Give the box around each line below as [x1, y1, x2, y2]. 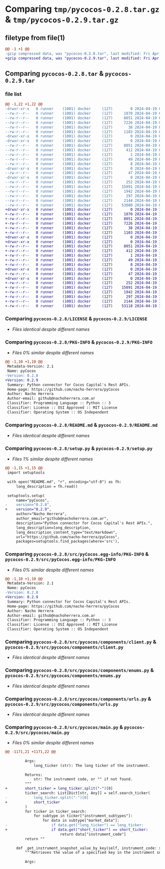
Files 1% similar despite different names [12, 456, 93, 462]
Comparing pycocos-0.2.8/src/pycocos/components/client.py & [5, 638, 157, 645]
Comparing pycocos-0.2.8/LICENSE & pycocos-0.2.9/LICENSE [5, 315, 148, 322]
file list [5, 90, 22, 97]
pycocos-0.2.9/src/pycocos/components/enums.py [5, 673, 121, 679]
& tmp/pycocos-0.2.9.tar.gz [5, 14, 119, 25]
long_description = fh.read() [16, 484, 78, 489]
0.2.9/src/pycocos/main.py [5, 730, 70, 735]
